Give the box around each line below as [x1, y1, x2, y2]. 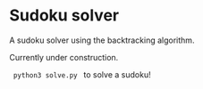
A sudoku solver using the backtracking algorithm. [9, 35, 195, 45]
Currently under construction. [9, 52, 119, 62]
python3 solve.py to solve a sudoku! [13, 69, 151, 80]
